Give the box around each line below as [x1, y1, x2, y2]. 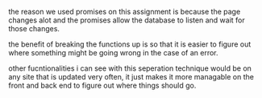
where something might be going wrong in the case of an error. [8, 48, 218, 57]
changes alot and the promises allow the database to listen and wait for [8, 15, 245, 25]
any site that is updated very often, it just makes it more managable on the [8, 72, 254, 81]
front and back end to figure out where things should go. [8, 80, 197, 90]
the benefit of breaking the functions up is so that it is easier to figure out [8, 39, 252, 49]
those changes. [8, 24, 60, 33]
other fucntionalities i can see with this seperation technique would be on [8, 63, 252, 73]
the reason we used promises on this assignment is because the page [8, 7, 241, 16]
